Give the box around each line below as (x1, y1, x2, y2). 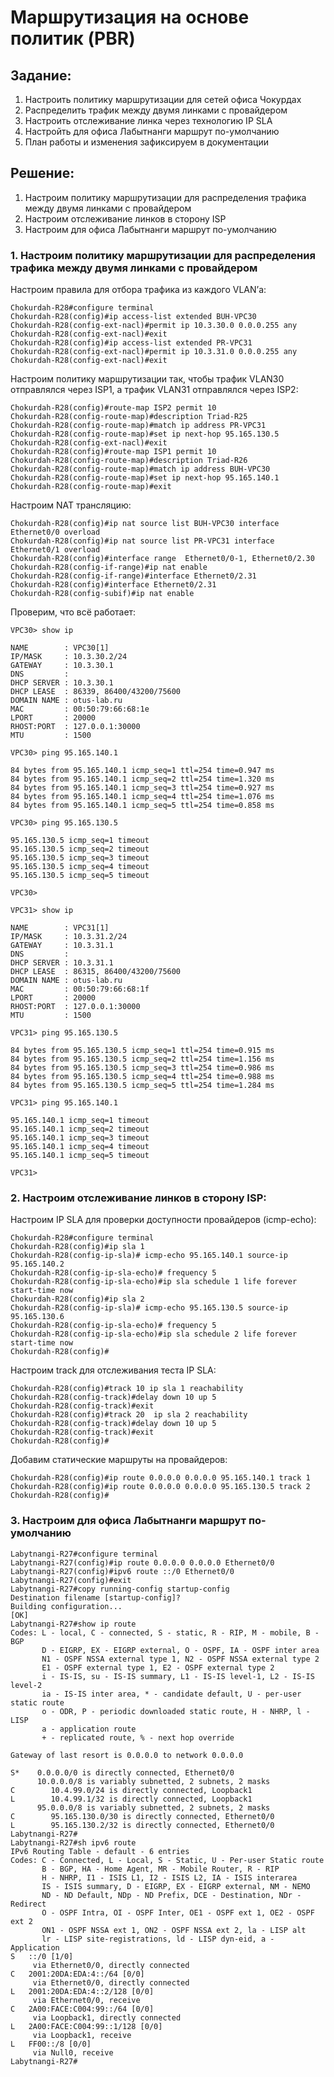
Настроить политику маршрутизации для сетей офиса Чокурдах (24, 94, 302, 105)
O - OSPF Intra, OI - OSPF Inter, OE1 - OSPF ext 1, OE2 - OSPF (41, 1907, 315, 1918)
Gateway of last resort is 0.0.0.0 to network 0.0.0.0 (10, 1750, 244, 1760)
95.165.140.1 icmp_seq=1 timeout (10, 1116, 150, 1126)
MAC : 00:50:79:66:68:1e (10, 704, 150, 715)
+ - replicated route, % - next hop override (41, 1732, 235, 1743)
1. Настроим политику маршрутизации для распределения (10, 248, 316, 262)
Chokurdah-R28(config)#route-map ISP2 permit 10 (10, 403, 217, 413)
